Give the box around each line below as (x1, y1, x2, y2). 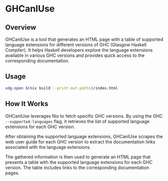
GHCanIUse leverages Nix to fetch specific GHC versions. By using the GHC (5, 113, 163, 119)
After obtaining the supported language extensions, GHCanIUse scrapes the (5, 133, 163, 139)
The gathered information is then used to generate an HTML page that (5, 154, 151, 160)
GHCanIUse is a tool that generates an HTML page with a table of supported (5, 36, 163, 42)
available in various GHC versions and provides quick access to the (5, 52, 145, 58)
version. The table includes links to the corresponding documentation (5, 164, 149, 170)
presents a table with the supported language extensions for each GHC (5, 159, 153, 165)
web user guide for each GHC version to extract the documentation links (5, 139, 155, 145)
